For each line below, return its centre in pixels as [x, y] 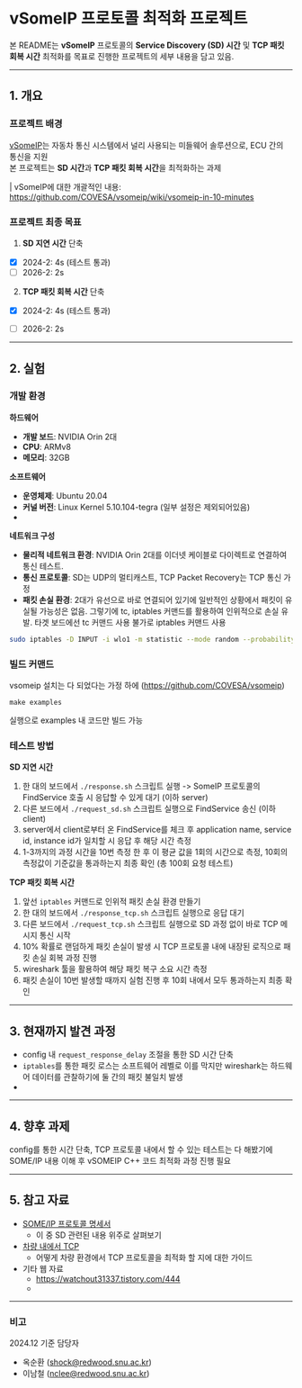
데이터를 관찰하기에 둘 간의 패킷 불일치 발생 [107, 1077]
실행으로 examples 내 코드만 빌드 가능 [76, 720]
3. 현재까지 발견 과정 [62, 1031]
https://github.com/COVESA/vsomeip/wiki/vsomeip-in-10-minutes [132, 197]
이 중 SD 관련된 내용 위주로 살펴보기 [98, 1235]
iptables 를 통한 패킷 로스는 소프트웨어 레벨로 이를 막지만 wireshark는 [145, 1066]
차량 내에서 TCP [50, 1246]
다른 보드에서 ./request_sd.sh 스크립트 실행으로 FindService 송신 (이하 [149, 809]
